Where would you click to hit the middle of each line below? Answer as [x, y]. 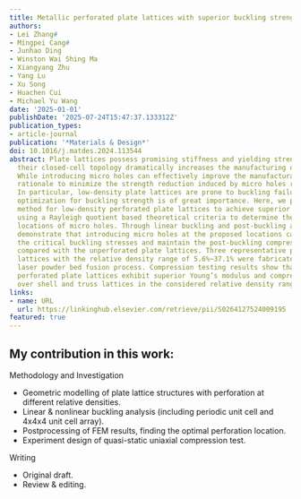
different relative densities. [71, 402]
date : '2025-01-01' [46, 109]
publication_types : [46, 126]
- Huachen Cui [36, 92]
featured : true [38, 318]
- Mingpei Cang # [39, 43]
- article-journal [43, 134]
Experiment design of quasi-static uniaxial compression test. [134, 440]
